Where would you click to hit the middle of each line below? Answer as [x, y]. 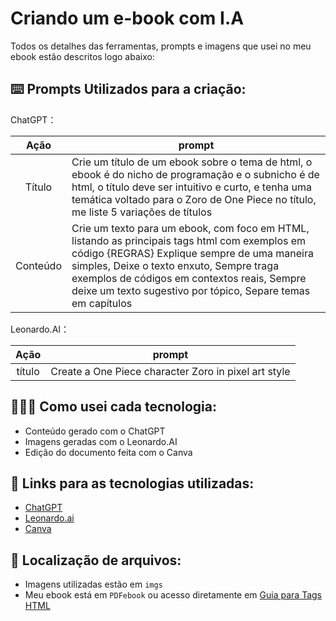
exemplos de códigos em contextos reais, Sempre [189, 278]
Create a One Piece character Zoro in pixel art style [170, 371]
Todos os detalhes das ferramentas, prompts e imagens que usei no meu [161, 46]
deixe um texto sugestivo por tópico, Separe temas [191, 290]
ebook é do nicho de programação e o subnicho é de [195, 174]
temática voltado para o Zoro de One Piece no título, [194, 199]
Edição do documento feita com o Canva [108, 452]
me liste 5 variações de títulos [142, 212]
